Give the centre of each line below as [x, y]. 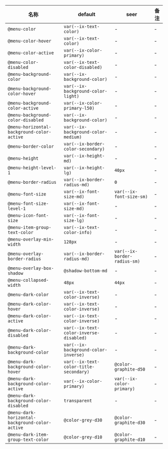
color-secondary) [84, 149]
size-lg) [74, 220]
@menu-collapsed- [28, 280]
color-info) [78, 232]
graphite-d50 [130, 369]
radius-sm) [127, 261]
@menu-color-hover [29, 41]
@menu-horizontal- [29, 127]
